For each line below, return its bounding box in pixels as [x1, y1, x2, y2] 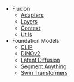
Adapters [20, 11, 44, 19]
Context [20, 24, 41, 31]
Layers [20, 18, 38, 25]
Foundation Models [11, 37, 60, 44]
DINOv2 [20, 50, 41, 57]
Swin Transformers [20, 69, 68, 76]
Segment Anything [20, 63, 67, 70]
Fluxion [11, 5, 30, 12]
